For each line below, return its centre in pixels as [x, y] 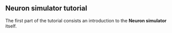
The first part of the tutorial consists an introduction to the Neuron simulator [86, 20]
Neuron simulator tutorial [46, 8]
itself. [11, 26]
